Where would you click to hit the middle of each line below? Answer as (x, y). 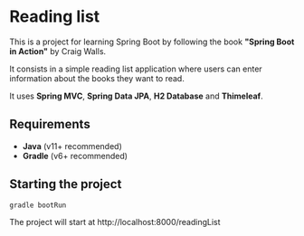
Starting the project (66, 184)
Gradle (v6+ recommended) (75, 156)
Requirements (50, 124)
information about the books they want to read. (97, 78)
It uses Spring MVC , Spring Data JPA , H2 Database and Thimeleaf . (137, 96)
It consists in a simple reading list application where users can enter (136, 69)
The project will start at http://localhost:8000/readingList (115, 222)
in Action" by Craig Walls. (58, 51)
